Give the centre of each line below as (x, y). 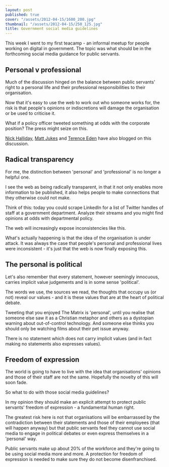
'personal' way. (21, 439)
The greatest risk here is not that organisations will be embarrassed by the (82, 417)
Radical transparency (40, 160)
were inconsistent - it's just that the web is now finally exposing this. (76, 248)
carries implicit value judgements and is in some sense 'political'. (73, 282)
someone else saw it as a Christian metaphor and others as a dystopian (79, 318)
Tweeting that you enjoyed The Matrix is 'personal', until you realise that (80, 312)
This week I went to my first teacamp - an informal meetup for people (77, 43)
